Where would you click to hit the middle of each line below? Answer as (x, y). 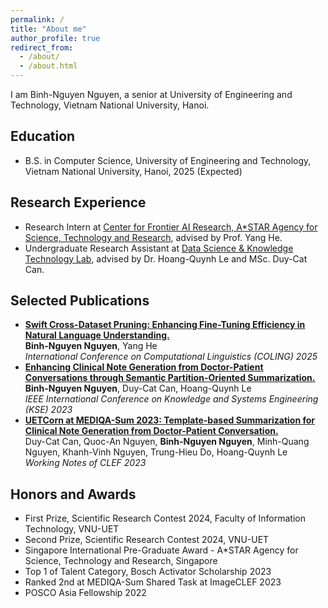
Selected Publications (80, 301)
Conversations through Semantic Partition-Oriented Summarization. (170, 378)
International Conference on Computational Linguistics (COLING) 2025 (171, 357)
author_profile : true (55, 38)
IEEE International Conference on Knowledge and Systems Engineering (171, 399)
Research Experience (78, 202)
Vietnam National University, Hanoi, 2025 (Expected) (133, 171)
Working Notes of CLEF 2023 (85, 463)
